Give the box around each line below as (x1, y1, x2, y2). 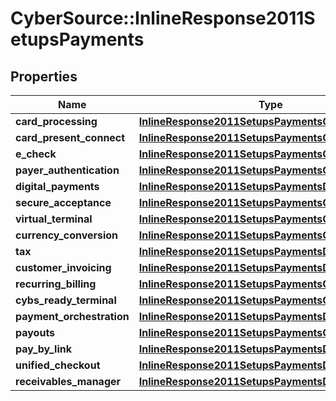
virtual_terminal (15, 212, 93, 226)
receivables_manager (15, 375, 122, 388)
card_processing (15, 115, 98, 128)
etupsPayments (10, 28, 145, 51)
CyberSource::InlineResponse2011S (10, 7, 316, 30)
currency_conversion (15, 228, 119, 242)
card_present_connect (15, 131, 126, 144)
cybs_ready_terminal (15, 293, 117, 307)
